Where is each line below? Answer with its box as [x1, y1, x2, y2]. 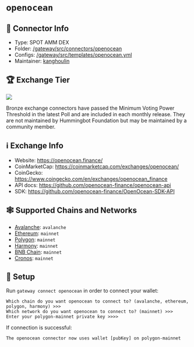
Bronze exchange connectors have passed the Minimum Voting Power [6, 105, 175, 112]
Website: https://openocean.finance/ [14, 157, 103, 164]
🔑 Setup [6, 272, 36, 282]
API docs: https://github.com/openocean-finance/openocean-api [14, 181, 171, 189]
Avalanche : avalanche [14, 224, 66, 231]
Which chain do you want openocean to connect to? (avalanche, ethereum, [6, 299, 189, 304]
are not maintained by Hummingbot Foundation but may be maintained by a [6, 117, 187, 124]
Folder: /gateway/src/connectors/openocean [14, 45, 122, 52]
